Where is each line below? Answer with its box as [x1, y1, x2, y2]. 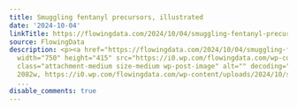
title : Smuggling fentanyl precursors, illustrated [9, 12, 203, 22]
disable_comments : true [9, 86, 97, 95]
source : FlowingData [9, 37, 86, 47]
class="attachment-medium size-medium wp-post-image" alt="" [17, 62, 247, 71]
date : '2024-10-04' [9, 21, 81, 30]
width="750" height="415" [17, 54, 113, 62]
